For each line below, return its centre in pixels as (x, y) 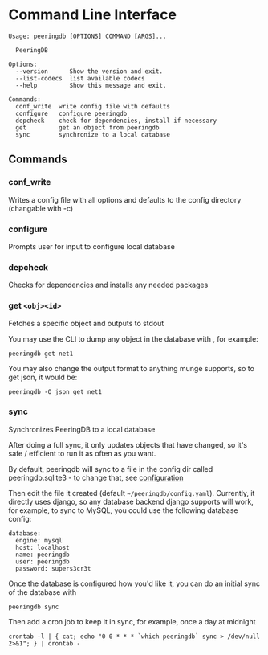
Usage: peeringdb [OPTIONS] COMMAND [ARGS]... (87, 36)
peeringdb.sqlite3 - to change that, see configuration (96, 477)
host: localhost (43, 547)
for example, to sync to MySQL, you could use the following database (123, 510)
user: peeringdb (43, 561)
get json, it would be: (43, 377)
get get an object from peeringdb (87, 127)
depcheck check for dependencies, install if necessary (116, 121)
